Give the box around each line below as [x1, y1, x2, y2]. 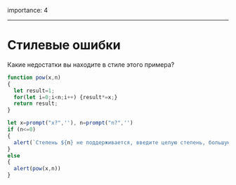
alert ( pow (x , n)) [13, 165, 61, 172]
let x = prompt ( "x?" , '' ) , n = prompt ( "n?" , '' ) [7, 120, 133, 127]
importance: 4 [7, 6, 48, 14]
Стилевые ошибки [7, 37, 121, 53]
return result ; [13, 100, 58, 108]
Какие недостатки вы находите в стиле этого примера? [7, 60, 175, 69]
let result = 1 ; [13, 87, 55, 94]
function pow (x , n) [7, 74, 61, 81]
